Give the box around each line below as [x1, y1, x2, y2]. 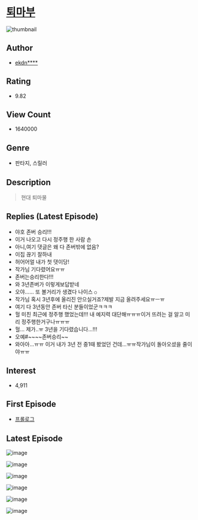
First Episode [6, 399, 57, 409]
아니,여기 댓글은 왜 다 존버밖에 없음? [14, 243, 99, 250]
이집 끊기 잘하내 [14, 250, 52, 258]
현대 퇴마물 [20, 194, 47, 201]
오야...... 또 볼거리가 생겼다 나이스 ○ [14, 288, 98, 295]
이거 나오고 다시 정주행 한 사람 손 [14, 235, 92, 243]
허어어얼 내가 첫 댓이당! [14, 258, 70, 265]
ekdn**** [14, 59, 38, 66]
